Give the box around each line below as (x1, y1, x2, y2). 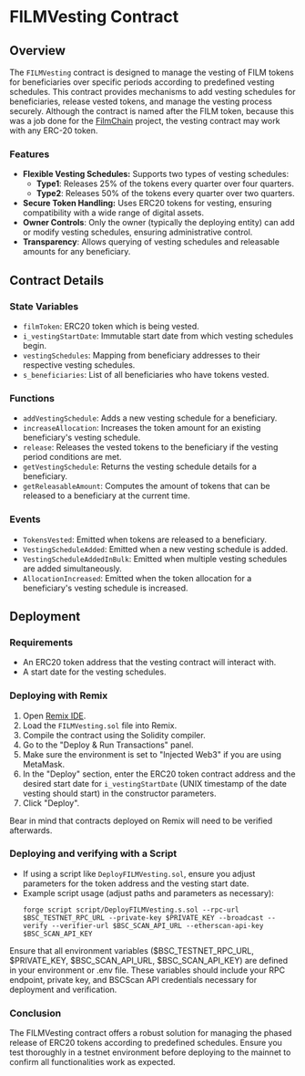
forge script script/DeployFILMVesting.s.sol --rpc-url (22, 905, 239, 914)
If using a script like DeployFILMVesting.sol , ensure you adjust (22, 868, 256, 879)
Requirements (9, 636, 74, 649)
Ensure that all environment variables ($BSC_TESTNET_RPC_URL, (9, 945, 255, 956)
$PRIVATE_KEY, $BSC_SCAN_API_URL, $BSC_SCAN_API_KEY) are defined (9, 955, 289, 966)
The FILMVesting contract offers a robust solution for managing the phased (9, 1028, 292, 1039)
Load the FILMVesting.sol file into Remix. (22, 719, 178, 731)
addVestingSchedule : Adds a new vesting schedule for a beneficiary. (22, 413, 278, 423)
